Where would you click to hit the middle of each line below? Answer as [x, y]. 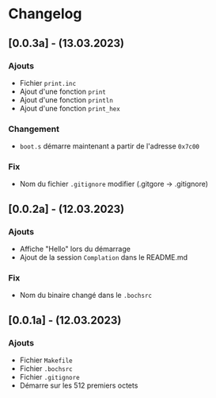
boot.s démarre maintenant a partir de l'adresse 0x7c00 [110, 146]
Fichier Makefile [46, 360]
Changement [34, 129]
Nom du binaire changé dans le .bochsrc [86, 296]
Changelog [45, 14]
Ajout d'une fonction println [66, 99]
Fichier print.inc [48, 83]
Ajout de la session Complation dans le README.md [104, 257]
